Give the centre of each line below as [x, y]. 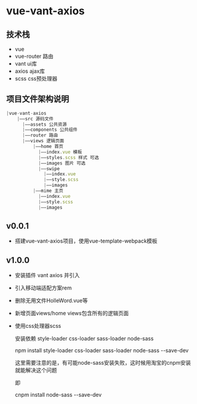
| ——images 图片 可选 [62, 163]
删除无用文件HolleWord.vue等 [51, 301]
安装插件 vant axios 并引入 [47, 275]
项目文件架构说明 [38, 99]
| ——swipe [49, 169]
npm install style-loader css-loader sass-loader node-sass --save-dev [102, 350]
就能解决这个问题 [36, 370]
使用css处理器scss [38, 326]
